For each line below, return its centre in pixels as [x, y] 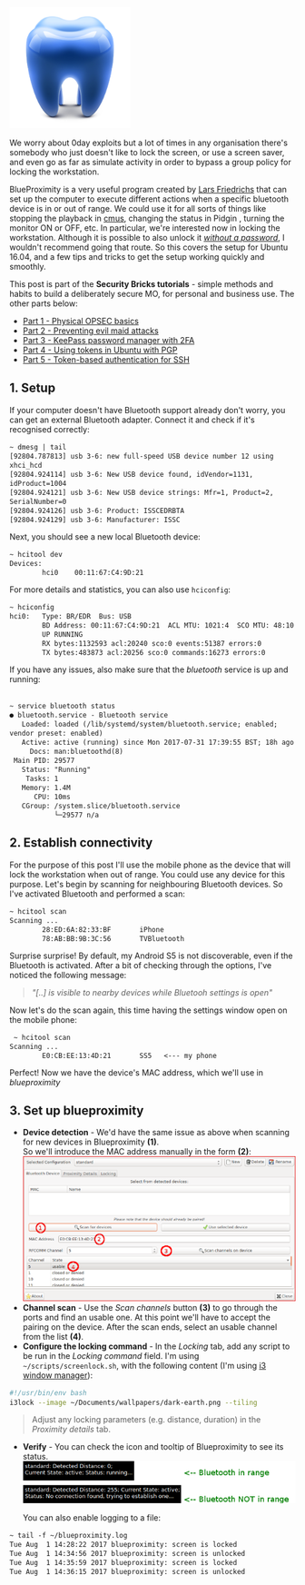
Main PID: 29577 [44, 760]
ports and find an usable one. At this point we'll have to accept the [146, 1317]
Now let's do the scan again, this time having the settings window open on [148, 1010]
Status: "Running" [56, 769]
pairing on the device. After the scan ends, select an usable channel [150, 1327]
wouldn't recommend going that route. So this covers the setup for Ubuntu [149, 247]
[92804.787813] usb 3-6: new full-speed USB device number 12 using [142, 456]
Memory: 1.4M [46, 788]
